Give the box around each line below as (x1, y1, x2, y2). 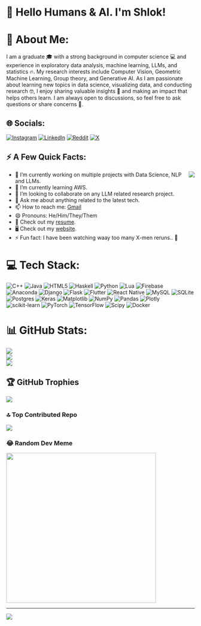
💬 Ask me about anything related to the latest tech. (14, 196, 140, 203)
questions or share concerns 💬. (6, 101, 84, 108)
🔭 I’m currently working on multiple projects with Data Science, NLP (14, 171, 182, 178)
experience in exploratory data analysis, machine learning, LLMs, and (6, 62, 178, 69)
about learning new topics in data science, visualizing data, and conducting (6, 81, 193, 89)
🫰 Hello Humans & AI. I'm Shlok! (6, 5, 166, 19)
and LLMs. (14, 177, 41, 185)
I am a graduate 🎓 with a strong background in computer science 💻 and (6, 53, 187, 61)
